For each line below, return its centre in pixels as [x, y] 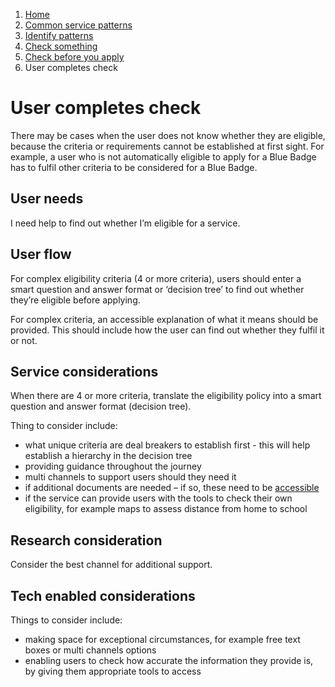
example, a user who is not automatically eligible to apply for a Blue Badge [163, 156]
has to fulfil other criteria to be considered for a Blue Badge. [134, 167]
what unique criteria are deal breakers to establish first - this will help [167, 445]
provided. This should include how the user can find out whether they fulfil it [167, 330]
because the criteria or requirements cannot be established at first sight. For [167, 146]
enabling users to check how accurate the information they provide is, [169, 660]
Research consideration [86, 540]
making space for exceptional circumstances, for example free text [162, 639]
